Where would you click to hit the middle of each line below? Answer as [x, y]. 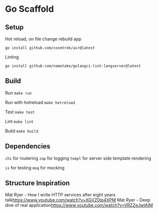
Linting [12, 57]
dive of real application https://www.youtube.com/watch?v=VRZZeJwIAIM [79, 205]
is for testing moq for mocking [35, 167]
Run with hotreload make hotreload [40, 102]
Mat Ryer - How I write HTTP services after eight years [60, 195]
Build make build [22, 131]
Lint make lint [19, 121]
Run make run [18, 93]
